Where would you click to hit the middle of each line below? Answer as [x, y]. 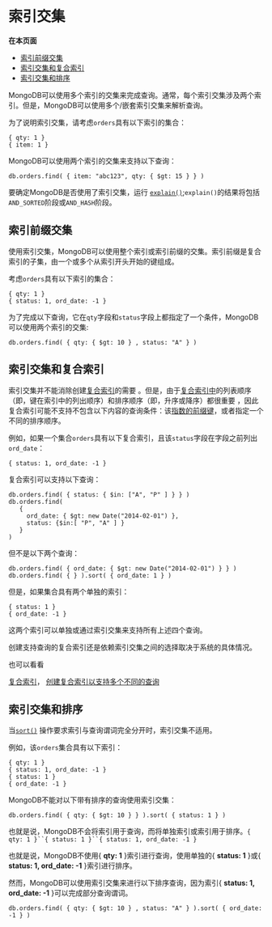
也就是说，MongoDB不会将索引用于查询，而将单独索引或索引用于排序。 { [130, 832]
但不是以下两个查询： [44, 553]
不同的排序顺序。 [37, 421]
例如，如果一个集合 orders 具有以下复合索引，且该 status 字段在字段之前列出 [133, 438]
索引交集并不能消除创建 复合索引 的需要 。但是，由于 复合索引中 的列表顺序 [130, 390]
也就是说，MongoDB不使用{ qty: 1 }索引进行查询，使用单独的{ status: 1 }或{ [135, 856]
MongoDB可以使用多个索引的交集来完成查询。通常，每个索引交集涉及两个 [132, 95]
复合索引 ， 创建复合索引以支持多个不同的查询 [84, 681]
